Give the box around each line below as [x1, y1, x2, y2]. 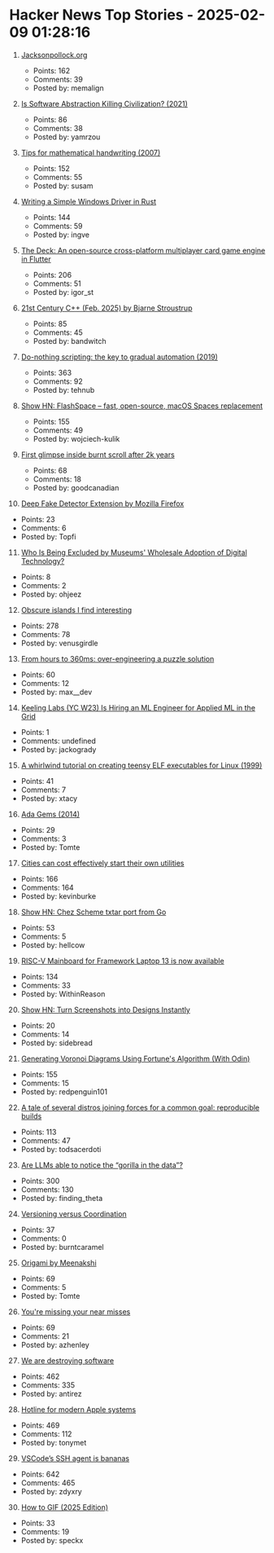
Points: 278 [20, 621, 59, 631]
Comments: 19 [20, 1526, 70, 1537]
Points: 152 [33, 163, 70, 173]
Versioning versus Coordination [20, 1208, 127, 1219]
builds [20, 1111, 42, 1121]
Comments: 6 [20, 523, 67, 533]
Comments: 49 [33, 425, 84, 435]
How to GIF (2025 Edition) [20, 1502, 109, 1512]
